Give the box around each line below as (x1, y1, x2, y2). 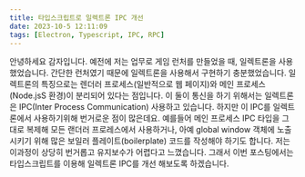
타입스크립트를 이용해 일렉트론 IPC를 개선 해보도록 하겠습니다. (9, 158, 229, 169)
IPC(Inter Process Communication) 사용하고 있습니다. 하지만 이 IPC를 (18, 102, 271, 113)
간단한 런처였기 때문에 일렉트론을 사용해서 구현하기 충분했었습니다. (50, 67, 287, 78)
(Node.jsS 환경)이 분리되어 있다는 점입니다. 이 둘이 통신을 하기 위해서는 (9, 90, 263, 101)
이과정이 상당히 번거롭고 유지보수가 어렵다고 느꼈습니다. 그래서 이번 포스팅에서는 (9, 147, 294, 158)
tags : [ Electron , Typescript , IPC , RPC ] (9, 30, 166, 39)
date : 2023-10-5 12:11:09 (9, 22, 107, 31)
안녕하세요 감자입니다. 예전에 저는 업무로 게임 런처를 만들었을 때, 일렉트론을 (9, 56, 277, 67)
